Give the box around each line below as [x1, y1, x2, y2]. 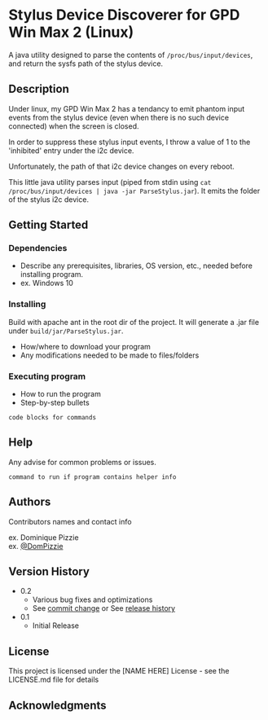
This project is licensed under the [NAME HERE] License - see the [8, 666, 230, 676]
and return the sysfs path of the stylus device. [8, 59, 164, 68]
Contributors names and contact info [8, 516, 132, 526]
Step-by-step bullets [20, 397, 90, 408]
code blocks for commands [8, 414, 96, 422]
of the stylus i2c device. [8, 194, 90, 204]
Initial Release [32, 621, 80, 630]
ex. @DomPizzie [8, 541, 64, 551]
